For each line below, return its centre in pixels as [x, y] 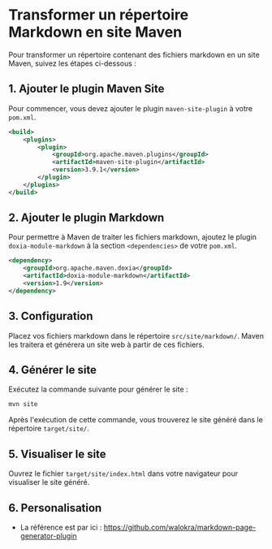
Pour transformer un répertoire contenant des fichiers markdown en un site [134, 54]
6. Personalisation [55, 508]
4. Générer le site [53, 370]
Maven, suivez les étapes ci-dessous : [72, 63]
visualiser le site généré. [49, 482]
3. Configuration [51, 316]
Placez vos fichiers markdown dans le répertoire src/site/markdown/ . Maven [136, 335]
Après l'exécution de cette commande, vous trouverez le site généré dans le [136, 420]
